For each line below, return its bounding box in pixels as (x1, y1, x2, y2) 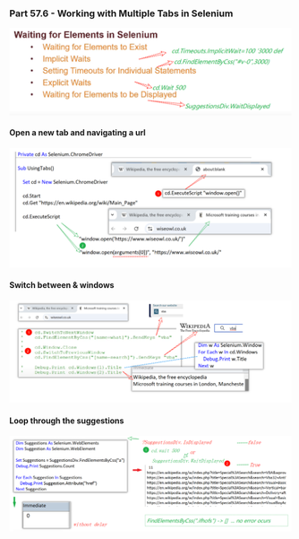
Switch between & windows (9, 280, 115, 291)
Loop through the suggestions (9, 415, 124, 426)
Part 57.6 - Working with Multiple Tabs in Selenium (9, 7, 234, 20)
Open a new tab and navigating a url (9, 127, 146, 138)
